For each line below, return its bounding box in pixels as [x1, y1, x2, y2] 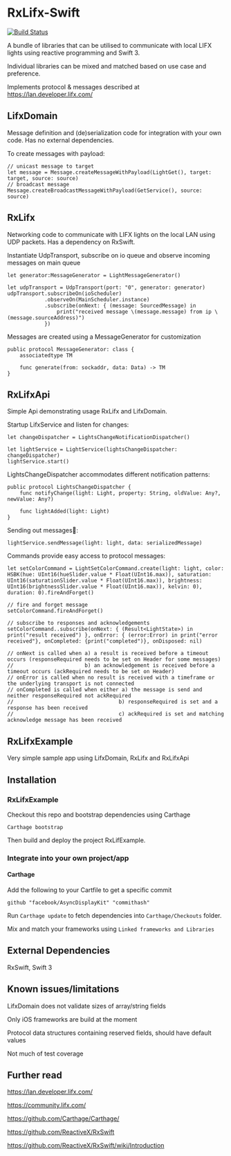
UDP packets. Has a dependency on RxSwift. [7, 238, 136, 246]
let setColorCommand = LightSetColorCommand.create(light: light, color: [7, 565, 225, 572]
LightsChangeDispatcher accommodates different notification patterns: [7, 470, 210, 479]
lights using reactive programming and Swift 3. [7, 48, 140, 57]
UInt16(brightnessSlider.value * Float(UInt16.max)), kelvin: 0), [7, 583, 203, 590]
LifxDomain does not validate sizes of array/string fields [7, 1002, 166, 1010]
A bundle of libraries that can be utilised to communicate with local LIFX [7, 41, 212, 49]
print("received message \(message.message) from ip [56, 308, 212, 315]
